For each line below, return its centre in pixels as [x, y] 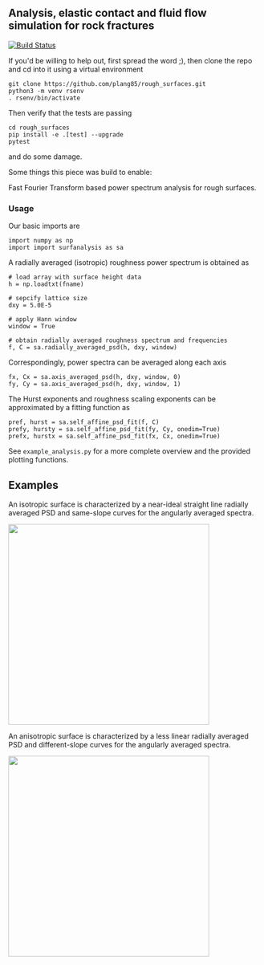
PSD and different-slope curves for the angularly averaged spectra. [120, 744]
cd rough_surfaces [39, 128]
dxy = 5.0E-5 [30, 305]
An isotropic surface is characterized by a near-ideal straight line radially [128, 504]
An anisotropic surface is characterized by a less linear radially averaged [128, 736]
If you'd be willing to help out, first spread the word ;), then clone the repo [130, 60]
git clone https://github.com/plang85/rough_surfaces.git [107, 83]
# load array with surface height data [75, 277]
